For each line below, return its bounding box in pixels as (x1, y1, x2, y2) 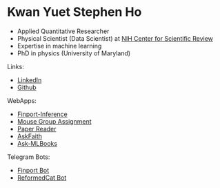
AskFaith (17, 132, 43, 140)
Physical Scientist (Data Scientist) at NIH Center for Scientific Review (17, 34, 214, 42)
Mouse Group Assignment (17, 117, 92, 125)
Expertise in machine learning (17, 41, 102, 50)
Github (17, 83, 37, 91)
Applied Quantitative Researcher (17, 27, 110, 35)
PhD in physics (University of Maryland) (17, 49, 131, 57)
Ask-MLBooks (17, 139, 57, 147)
